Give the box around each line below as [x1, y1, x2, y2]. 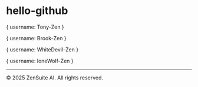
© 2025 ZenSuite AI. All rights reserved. [6, 74, 104, 81]
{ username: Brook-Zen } [6, 34, 67, 41]
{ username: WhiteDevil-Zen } [6, 46, 79, 53]
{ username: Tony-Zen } [6, 23, 65, 30]
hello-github [6, 4, 68, 18]
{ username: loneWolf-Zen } [6, 57, 74, 64]
